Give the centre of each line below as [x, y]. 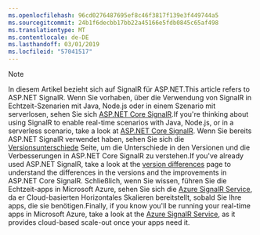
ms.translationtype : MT [47, 30]
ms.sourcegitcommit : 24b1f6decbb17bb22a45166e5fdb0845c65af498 [114, 23]
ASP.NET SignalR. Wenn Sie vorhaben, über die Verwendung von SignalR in [130, 98]
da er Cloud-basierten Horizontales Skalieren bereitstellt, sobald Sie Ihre [125, 197]
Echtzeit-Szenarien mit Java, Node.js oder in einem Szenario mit [112, 106]
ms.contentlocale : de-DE [49, 37]
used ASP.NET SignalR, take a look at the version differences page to [119, 164]
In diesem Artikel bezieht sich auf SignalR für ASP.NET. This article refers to [129, 89]
